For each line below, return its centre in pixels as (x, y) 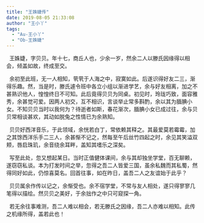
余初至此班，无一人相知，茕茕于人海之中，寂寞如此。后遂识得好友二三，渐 (102, 79)
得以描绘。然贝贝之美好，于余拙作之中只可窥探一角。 (78, 193)
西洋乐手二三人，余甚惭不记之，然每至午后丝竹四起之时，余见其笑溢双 (110, 137)
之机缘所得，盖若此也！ (36, 214)
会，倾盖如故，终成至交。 (38, 66)
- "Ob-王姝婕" (28, 40)
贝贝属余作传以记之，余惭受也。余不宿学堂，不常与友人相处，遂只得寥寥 (99, 186)
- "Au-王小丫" (28, 35)
